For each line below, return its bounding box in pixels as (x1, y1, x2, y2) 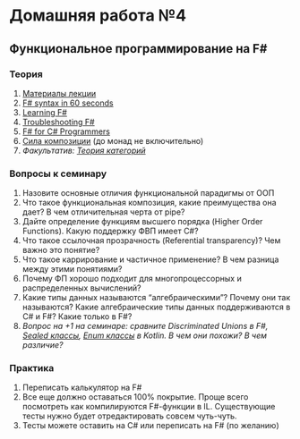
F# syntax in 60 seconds (21, 97, 114, 108)
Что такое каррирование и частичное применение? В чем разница (21, 254, 279, 265)
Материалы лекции (21, 88, 97, 98)
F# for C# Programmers (21, 126, 110, 137)
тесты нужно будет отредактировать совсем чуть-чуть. (21, 410, 237, 421)
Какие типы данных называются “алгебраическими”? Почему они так (21, 292, 291, 303)
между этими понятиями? (21, 264, 123, 274)
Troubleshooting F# (21, 116, 96, 127)
